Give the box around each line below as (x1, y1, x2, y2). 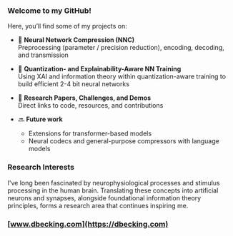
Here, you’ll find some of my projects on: (7, 22, 127, 31)
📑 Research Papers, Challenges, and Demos (17, 93, 152, 102)
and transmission (17, 51, 69, 59)
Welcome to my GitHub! (7, 6, 91, 16)
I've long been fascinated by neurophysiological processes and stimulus (7, 178, 220, 187)
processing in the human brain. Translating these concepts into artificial (7, 186, 219, 195)
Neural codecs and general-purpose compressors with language (28, 137, 219, 145)
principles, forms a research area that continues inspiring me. (7, 201, 189, 210)
